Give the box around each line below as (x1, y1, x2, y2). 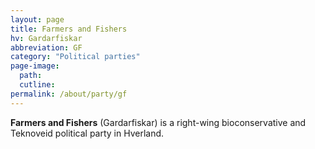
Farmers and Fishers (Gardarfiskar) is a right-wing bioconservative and (10, 116, 307, 128)
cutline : (19, 80, 56, 90)
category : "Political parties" (10, 52, 141, 62)
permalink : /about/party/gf (10, 89, 128, 99)
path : (19, 71, 43, 81)
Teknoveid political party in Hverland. (10, 127, 165, 139)
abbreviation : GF (10, 42, 83, 53)
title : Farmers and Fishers (10, 24, 128, 34)
